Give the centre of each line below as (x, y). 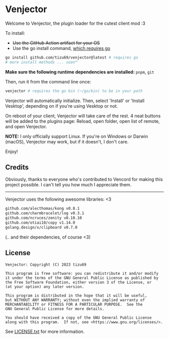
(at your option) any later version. (45, 286)
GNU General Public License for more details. (55, 309)
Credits (17, 167)
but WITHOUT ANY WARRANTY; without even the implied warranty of (75, 300)
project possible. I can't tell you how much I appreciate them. (68, 185)
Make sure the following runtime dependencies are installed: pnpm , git (80, 72)
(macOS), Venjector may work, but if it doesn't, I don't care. (67, 141)
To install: (15, 33)
